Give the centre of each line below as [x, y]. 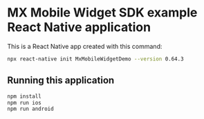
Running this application [61, 80]
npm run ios [24, 102]
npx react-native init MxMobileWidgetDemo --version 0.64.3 [96, 59]
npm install [24, 96]
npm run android [30, 109]
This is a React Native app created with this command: [85, 46]
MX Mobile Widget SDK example [102, 13]
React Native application [79, 27]
